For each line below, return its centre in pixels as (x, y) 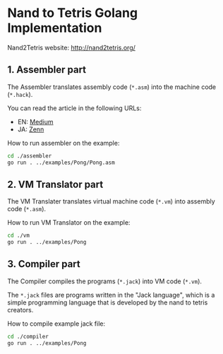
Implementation (55, 28)
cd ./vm (19, 236)
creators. (20, 309)
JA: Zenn (31, 129)
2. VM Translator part (55, 184)
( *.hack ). (20, 94)
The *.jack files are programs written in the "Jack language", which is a (111, 295)
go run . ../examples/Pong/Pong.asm (61, 163)
